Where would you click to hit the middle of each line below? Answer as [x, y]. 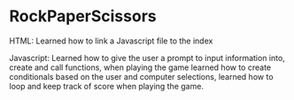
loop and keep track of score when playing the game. [106, 86]
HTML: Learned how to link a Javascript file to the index [111, 41]
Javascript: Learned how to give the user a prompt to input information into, [147, 58]
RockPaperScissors [83, 16]
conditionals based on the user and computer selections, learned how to [141, 76]
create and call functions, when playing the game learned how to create [140, 67]
